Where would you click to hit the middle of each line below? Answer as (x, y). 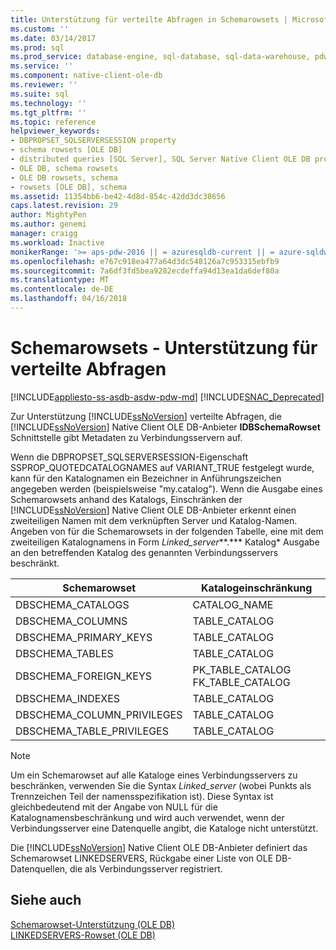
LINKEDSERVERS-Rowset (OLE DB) (83, 935)
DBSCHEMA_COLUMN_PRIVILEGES (99, 714)
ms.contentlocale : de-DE (62, 289)
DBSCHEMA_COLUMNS (71, 621)
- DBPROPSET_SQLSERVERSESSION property (93, 141)
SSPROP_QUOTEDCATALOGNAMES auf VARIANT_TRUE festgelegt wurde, (162, 467)
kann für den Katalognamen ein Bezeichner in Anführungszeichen (146, 478)
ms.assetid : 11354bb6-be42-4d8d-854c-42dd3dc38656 (118, 196)
